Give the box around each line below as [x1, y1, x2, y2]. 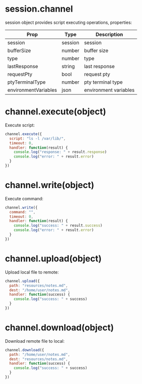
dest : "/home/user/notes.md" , [9, 288, 70, 293]
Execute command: [5, 195, 43, 201]
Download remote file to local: [5, 338, 65, 344]
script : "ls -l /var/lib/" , [9, 136, 66, 141]
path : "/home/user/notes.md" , [9, 352, 70, 357]
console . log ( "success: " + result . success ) [14, 223, 103, 228]
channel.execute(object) [5, 106, 106, 117]
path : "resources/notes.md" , [9, 283, 68, 288]
